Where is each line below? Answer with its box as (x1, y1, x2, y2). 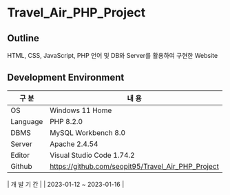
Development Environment (7, 72, 125, 83)
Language (10, 116, 43, 126)
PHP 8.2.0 (49, 116, 83, 126)
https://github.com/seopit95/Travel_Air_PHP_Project (49, 161, 219, 171)
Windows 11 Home (49, 105, 112, 115)
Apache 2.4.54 (49, 139, 98, 149)
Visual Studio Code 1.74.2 (49, 150, 136, 160)
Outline (7, 32, 39, 44)
